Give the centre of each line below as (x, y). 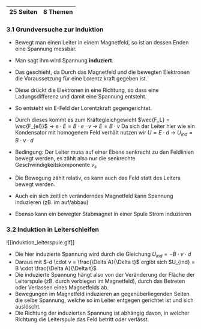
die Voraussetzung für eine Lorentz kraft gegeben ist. (81, 79)
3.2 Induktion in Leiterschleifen (52, 229)
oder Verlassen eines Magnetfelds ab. (62, 287)
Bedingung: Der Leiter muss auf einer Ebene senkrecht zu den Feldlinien (104, 152)
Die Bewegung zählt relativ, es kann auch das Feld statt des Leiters (98, 178)
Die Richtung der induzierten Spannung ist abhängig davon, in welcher (102, 313)
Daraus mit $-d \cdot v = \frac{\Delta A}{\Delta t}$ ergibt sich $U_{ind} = (105, 262)
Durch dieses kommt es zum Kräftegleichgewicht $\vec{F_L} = (92, 120)
